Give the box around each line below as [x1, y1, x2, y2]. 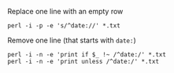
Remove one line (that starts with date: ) [7, 35, 137, 45]
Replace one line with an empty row [7, 7, 124, 16]
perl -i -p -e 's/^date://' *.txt [7, 22, 121, 30]
